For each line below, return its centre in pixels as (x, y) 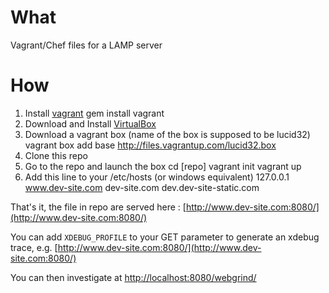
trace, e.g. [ (34, 247)
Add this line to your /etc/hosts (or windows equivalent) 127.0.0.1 (157, 177)
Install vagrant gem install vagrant (94, 113)
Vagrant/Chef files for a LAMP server (86, 45)
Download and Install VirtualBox (90, 123)
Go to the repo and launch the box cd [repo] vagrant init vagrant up (163, 166)
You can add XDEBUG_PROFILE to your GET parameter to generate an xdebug (165, 237)
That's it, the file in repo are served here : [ (98, 207)
